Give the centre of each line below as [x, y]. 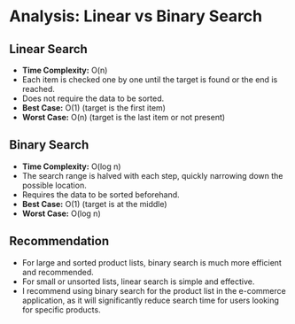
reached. [39, 89]
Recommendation [59, 241]
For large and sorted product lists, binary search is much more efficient [151, 262]
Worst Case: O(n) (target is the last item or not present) [124, 117]
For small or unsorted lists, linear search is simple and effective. [138, 282]
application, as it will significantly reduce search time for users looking [150, 300]
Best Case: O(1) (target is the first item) [94, 108]
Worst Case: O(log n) [61, 213]
